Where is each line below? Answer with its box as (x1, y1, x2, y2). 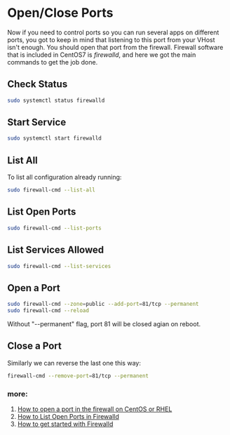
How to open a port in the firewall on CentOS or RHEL (17, 405, 172, 413)
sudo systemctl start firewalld (7, 135, 102, 142)
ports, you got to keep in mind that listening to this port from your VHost (7, 35, 215, 43)
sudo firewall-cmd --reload (7, 307, 90, 314)
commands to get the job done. (7, 58, 98, 66)
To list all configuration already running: (7, 173, 122, 182)
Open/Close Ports (7, 5, 114, 21)
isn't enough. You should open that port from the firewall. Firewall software (7, 43, 224, 51)
